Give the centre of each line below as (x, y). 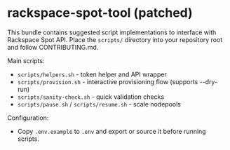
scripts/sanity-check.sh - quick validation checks (91, 97)
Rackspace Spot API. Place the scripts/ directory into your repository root (115, 39)
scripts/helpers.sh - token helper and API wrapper (92, 74)
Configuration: (28, 118)
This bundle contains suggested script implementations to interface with (112, 32)
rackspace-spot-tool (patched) (100, 13)
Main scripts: (26, 60)
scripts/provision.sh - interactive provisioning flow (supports (108, 81)
